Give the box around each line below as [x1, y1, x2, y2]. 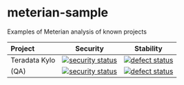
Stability [134, 43, 163, 53]
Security [74, 43, 105, 53]
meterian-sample [7, 5, 109, 21]
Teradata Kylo [10, 55, 56, 64]
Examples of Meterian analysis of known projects [7, 27, 147, 36]
